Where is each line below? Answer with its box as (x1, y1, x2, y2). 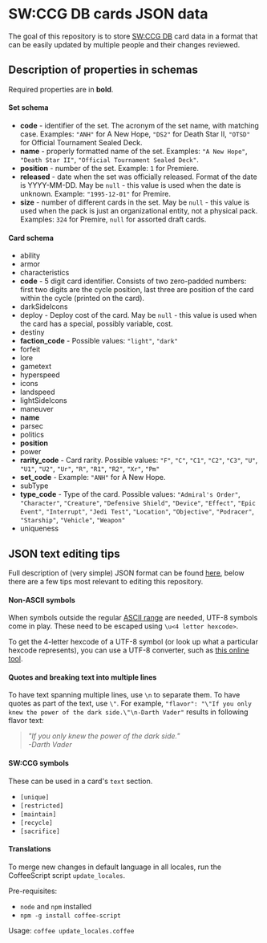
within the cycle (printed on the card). (19, 294, 145, 303)
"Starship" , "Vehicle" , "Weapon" (19, 515, 126, 525)
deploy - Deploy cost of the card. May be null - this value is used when (19, 311, 257, 320)
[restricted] (19, 802, 64, 810)
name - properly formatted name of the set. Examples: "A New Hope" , (19, 146, 248, 156)
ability (19, 250, 41, 261)
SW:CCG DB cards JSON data (8, 5, 208, 23)
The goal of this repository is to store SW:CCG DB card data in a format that (8, 31, 258, 41)
